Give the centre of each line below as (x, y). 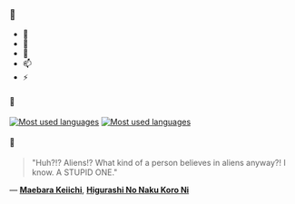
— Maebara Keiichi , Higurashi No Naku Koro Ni (99, 189)
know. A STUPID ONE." (74, 172)
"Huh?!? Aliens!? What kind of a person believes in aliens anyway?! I (158, 162)
